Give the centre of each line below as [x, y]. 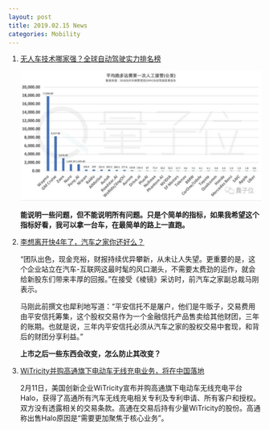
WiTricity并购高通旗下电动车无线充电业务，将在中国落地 [112, 370]
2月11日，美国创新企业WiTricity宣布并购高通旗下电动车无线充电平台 [131, 387]
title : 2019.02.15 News [48, 25]
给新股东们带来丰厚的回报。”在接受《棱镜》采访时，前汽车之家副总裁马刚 [139, 279]
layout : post [30, 17]
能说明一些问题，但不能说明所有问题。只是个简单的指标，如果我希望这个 [139, 214]
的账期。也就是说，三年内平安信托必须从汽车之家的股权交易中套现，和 [136, 326]
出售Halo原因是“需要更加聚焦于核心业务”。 [98, 418]
